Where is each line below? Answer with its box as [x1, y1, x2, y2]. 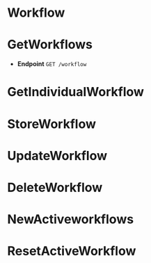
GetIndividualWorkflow [7, 84, 145, 100]
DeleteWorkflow [7, 180, 103, 196]
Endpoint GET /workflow [17, 60, 87, 68]
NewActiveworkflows [7, 212, 134, 228]
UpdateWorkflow [7, 148, 108, 164]
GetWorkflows [7, 37, 93, 53]
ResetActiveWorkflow [7, 244, 136, 259]
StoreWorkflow [7, 116, 96, 131]
